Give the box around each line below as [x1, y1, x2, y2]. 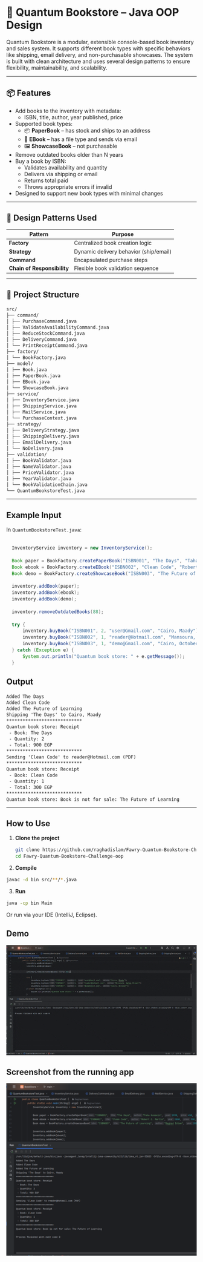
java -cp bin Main [6, 900, 53, 906]
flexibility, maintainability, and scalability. [6, 64, 108, 71]
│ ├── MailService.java [6, 409, 66, 415]
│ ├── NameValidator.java [6, 464, 71, 470]
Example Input [6, 510, 62, 520]
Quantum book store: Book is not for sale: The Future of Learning [6, 796, 180, 803]
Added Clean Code [6, 699, 50, 706]
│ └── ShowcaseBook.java [6, 385, 69, 391]
